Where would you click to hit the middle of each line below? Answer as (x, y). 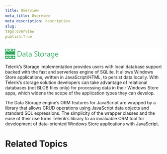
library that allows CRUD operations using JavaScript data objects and (77, 108)
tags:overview (20, 32)
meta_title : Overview (28, 16)
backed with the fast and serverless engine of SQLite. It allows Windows (79, 72)
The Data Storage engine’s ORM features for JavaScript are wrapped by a (81, 103)
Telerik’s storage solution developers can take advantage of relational (76, 82)
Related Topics (37, 144)
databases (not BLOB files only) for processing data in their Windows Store (82, 88)
